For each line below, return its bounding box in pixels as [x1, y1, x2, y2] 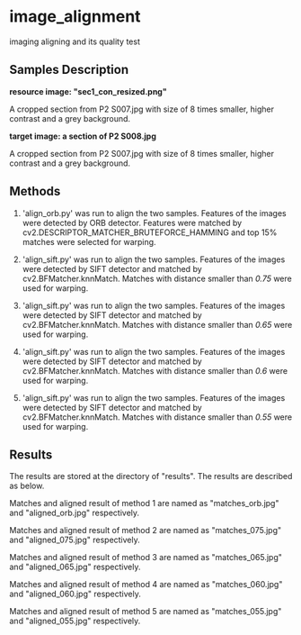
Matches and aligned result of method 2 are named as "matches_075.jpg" [9, 525, 281, 536]
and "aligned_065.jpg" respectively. [9, 561, 141, 573]
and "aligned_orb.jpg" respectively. [9, 507, 140, 519]
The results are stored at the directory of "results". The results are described [9, 471, 293, 482]
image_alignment [9, 6, 141, 27]
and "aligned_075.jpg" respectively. [9, 534, 141, 546]
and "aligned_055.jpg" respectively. [9, 615, 141, 627]
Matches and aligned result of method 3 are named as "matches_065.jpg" [9, 552, 283, 563]
